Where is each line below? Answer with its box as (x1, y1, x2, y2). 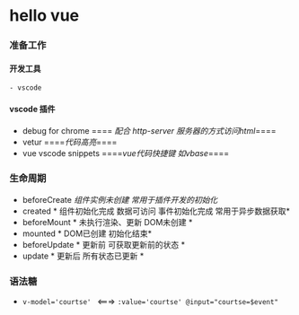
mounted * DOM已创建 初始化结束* (22, 228, 153, 239)
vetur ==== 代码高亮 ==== (22, 136, 118, 147)
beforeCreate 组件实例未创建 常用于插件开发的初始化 (22, 194, 218, 205)
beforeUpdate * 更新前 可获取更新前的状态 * (22, 239, 186, 249)
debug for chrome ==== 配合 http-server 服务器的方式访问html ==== (22, 125, 277, 136)
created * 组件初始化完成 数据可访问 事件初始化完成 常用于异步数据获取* (22, 206, 290, 216)
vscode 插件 (9, 103, 56, 114)
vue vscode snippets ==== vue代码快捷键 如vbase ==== (22, 147, 230, 158)
